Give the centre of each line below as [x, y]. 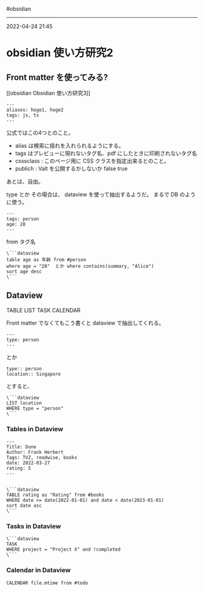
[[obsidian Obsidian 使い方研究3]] [48, 93]
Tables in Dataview [35, 429]
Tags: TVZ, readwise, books [42, 458]
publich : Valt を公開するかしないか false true [71, 168]
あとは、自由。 [25, 181]
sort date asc [24, 506]
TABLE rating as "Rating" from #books [55, 495]
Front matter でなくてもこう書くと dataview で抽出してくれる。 [85, 323]
